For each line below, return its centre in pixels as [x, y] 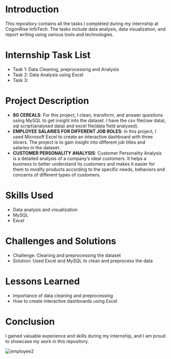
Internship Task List [48, 55]
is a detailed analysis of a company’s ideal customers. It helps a [79, 158]
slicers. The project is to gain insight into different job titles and [79, 142]
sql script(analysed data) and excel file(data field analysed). [76, 126]
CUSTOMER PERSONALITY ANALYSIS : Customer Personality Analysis [87, 153]
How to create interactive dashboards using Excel [65, 301]
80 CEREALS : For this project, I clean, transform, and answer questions [88, 115]
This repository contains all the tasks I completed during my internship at [82, 24]
